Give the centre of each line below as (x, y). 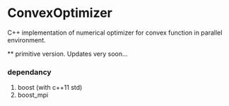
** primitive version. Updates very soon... (68, 54)
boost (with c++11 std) (50, 88)
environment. (27, 40)
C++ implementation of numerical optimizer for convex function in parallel (115, 33)
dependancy (29, 72)
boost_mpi (33, 95)
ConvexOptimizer (60, 13)
